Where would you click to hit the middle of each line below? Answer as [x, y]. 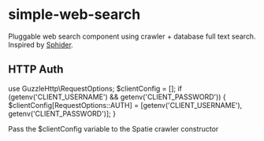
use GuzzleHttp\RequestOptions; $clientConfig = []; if [95, 88]
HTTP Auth [36, 70]
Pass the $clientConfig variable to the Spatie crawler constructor [113, 128]
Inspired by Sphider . [41, 44]
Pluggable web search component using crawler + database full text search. [132, 36]
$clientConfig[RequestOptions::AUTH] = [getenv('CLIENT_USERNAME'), [125, 105]
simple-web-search [74, 15]
